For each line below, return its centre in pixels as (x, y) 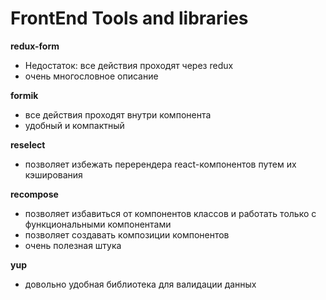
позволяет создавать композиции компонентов (127, 234)
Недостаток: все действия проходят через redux (129, 65)
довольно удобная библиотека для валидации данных (140, 284)
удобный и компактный (74, 125)
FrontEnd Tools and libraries (129, 18)
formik (24, 95)
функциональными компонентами (98, 224)
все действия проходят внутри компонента (118, 114)
